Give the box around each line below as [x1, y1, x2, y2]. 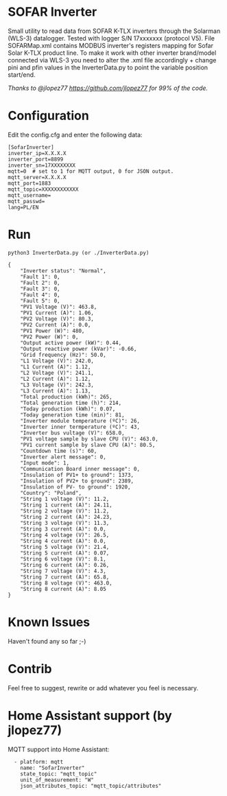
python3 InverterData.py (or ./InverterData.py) [8, 249, 150, 256]
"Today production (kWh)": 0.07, [20, 406, 116, 412]
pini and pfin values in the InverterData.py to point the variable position [8, 63, 208, 71]
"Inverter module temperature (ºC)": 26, [20, 417, 140, 424]
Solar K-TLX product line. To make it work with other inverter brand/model [8, 49, 217, 57]
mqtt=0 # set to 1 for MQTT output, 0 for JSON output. [8, 167, 174, 175]
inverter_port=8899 [8, 156, 64, 163]
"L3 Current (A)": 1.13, [20, 387, 91, 395]
